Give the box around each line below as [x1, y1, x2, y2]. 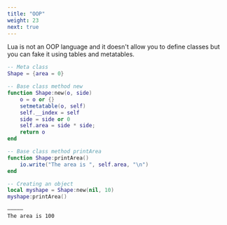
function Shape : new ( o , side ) [7, 89, 92, 96]
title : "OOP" [7, 10, 46, 18]
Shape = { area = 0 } [7, 70, 64, 77]
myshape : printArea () [7, 193, 68, 200]
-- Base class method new [7, 83, 83, 90]
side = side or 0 [20, 115, 71, 123]
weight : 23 [7, 17, 39, 24]
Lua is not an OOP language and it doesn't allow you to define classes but [7, 43, 221, 51]
